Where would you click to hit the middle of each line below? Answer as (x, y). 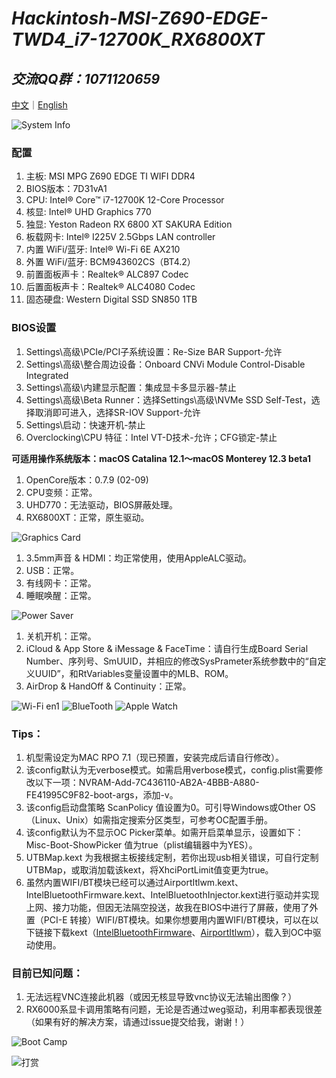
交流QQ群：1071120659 (86, 78)
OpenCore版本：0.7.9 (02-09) (87, 479)
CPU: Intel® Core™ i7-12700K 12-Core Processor (125, 200)
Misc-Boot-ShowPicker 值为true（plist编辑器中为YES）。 (141, 844)
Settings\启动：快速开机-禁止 (85, 424)
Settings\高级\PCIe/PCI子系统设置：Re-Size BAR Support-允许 (154, 351)
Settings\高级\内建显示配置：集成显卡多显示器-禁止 (131, 387)
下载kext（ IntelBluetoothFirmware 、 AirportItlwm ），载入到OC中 (182, 932)
